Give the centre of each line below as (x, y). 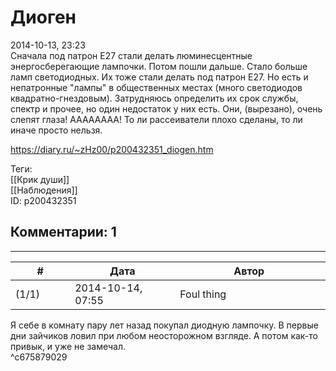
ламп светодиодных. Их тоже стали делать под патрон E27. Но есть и (159, 77)
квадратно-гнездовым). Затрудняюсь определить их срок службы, (154, 98)
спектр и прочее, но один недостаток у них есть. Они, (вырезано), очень (166, 108)
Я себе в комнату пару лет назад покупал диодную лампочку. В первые (164, 325)
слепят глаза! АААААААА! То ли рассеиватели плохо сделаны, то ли (156, 119)
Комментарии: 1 (63, 232)
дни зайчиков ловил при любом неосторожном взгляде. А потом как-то (164, 335)
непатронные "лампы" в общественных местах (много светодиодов (156, 87)
